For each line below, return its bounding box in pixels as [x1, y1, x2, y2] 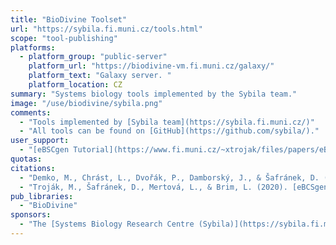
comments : [10, 107, 52, 118]
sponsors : [10, 210, 52, 220]
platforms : [10, 42, 56, 53]
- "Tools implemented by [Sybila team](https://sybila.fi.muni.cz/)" [19, 117, 315, 127]
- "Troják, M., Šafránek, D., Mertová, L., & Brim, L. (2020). [19, 182, 288, 192]
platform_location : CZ [28, 80, 123, 90]
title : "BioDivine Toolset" [10, 14, 128, 25]
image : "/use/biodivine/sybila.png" [10, 98, 163, 108]
